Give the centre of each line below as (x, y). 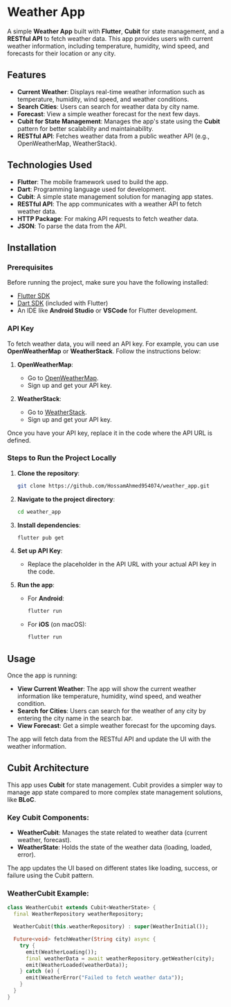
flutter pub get (40, 537)
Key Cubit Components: (48, 817)
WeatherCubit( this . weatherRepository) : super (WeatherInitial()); (111, 927)
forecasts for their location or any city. (62, 53)
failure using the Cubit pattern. (51, 875)
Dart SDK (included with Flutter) (63, 303)
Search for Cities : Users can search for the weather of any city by (111, 711)
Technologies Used (49, 165)
